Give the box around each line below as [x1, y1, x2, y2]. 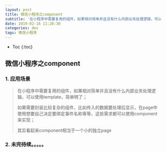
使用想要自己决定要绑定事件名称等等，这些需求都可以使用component [17, 110, 158, 116]
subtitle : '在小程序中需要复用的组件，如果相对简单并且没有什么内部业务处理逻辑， [5, 16, 155, 21]
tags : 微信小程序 [5, 30, 37, 35]
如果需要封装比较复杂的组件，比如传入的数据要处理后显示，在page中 [17, 104, 158, 110]
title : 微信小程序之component [5, 12, 63, 17]
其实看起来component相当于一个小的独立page [17, 127, 112, 133]
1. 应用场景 [5, 75, 31, 82]
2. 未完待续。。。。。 [5, 141, 47, 148]
